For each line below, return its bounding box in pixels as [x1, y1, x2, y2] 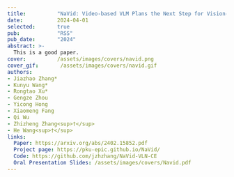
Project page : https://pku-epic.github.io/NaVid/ [13, 146, 160, 153]
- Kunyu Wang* [7, 82, 49, 88]
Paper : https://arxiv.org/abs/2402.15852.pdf [13, 140, 148, 147]
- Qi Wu [7, 114, 30, 121]
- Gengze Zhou [7, 95, 49, 102]
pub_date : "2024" [7, 36, 77, 43]
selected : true [7, 23, 70, 30]
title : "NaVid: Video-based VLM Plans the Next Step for [7, 10, 204, 17]
